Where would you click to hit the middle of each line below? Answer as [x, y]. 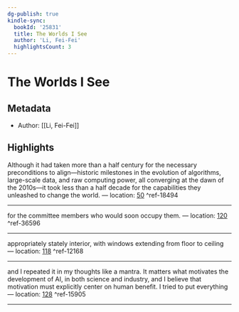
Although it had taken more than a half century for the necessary [102, 165]
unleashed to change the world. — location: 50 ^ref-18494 [93, 195]
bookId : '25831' [38, 27]
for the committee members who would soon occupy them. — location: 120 [117, 215]
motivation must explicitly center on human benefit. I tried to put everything [118, 286]
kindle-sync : [27, 21]
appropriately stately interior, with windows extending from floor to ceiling [116, 243]
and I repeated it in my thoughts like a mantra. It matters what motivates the [118, 271]
